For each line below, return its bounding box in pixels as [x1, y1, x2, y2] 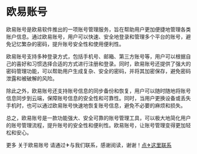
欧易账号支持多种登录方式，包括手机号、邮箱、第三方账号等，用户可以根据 [6, 53, 186, 60]
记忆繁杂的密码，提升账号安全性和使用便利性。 [11, 40, 124, 47]
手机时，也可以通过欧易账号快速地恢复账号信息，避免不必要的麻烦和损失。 [6, 102, 186, 109]
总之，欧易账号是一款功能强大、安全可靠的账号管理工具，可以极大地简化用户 [6, 114, 191, 121]
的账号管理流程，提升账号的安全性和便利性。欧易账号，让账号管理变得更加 [6, 121, 186, 129]
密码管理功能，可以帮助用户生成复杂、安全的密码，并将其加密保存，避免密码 [6, 67, 191, 74]
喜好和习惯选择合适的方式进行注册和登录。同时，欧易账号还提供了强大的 [16, 60, 191, 67]
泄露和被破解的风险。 [6, 74, 57, 82]
